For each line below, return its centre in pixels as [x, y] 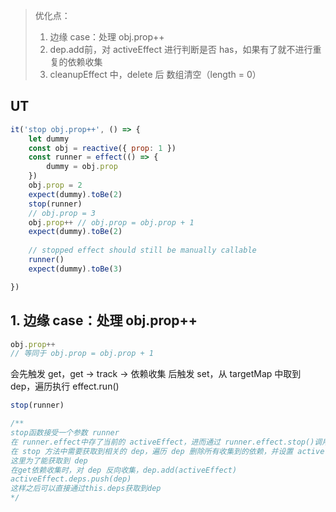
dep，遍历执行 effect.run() [65, 386]
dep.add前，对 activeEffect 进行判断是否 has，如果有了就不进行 [181, 49]
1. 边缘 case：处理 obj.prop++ [104, 320]
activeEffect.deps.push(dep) [71, 479]
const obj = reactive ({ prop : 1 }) [102, 148]
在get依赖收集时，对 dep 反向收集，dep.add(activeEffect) [124, 470]
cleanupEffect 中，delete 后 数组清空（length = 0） [155, 74]
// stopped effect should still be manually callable [142, 250]
